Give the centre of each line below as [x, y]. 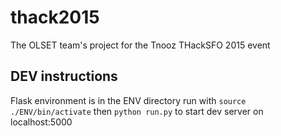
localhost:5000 [41, 122]
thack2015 [55, 17]
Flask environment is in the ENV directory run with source [128, 100]
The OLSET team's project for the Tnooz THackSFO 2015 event [140, 45]
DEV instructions [64, 76]
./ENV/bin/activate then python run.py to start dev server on [137, 111]
